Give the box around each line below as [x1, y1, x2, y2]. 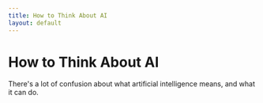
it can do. [8, 88, 39, 97]
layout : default [8, 19, 62, 27]
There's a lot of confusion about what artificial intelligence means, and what [8, 79, 255, 89]
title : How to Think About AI [8, 11, 108, 20]
